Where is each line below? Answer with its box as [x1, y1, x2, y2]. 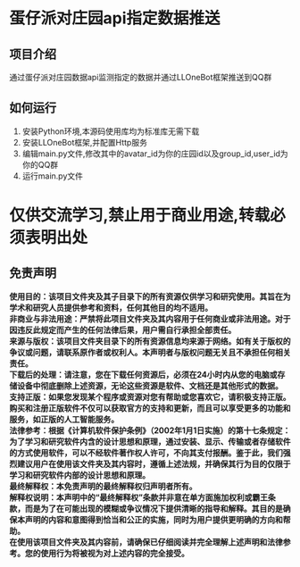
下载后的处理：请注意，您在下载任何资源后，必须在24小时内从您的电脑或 [9, 369, 279, 379]
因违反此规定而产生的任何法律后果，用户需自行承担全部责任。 [9, 324, 237, 335]
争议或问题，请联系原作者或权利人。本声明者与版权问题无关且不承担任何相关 [9, 346, 291, 357]
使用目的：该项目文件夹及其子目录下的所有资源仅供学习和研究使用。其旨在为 [9, 291, 291, 302]
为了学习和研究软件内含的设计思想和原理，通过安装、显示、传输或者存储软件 [9, 436, 291, 446]
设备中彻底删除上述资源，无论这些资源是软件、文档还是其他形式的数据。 [16, 380, 283, 391]
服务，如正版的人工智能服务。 [9, 413, 119, 424]
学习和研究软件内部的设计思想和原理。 [9, 470, 150, 480]
